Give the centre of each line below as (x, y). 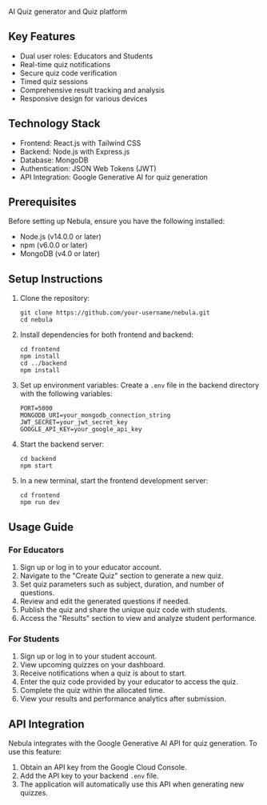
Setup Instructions (56, 279)
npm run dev (40, 503)
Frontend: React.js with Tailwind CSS (80, 142)
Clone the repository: (55, 298)
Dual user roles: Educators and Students (86, 56)
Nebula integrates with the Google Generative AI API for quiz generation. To (133, 743)
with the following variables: (66, 394)
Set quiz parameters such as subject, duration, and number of (122, 584)
